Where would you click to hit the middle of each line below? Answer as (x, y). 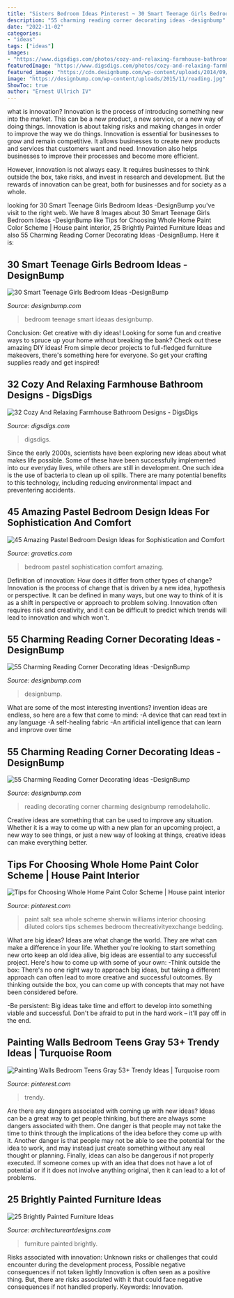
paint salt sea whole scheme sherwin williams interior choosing (115, 919)
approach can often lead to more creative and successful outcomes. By (110, 977)
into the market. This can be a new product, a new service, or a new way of (116, 119)
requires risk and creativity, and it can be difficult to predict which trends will (117, 610)
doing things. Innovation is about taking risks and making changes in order (114, 126)
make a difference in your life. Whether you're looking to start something (111, 948)
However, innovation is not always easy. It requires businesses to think (109, 170)
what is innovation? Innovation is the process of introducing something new (116, 112)
